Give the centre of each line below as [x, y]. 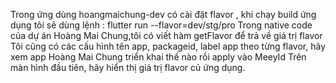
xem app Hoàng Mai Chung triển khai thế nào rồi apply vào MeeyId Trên [158, 57]
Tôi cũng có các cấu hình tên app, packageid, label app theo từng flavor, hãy [168, 46]
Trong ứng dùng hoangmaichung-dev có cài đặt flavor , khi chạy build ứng [163, 14]
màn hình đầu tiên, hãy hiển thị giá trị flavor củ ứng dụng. [128, 67]
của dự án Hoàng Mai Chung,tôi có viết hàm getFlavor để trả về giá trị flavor [166, 35]
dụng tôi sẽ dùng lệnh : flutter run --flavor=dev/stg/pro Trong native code [161, 25]
